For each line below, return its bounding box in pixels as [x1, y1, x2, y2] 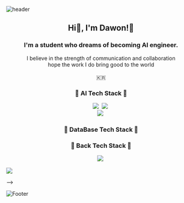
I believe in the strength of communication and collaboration [26, 54, 176, 62]
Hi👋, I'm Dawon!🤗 [68, 23, 134, 33]
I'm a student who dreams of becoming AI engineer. [23, 41, 179, 49]
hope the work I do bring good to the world [48, 60, 155, 68]
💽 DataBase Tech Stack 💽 [64, 125, 138, 134]
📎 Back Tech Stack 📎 [70, 141, 132, 150]
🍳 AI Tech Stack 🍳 [75, 89, 127, 97]
